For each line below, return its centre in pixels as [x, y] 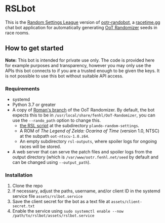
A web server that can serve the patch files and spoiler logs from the [82, 152]
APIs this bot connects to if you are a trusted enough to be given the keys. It [82, 71]
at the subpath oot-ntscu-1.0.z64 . [55, 136]
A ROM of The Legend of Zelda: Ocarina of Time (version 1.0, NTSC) [89, 131]
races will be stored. [40, 147]
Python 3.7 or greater [34, 105]
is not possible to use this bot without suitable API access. [64, 76]
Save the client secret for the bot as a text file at [61, 202]
